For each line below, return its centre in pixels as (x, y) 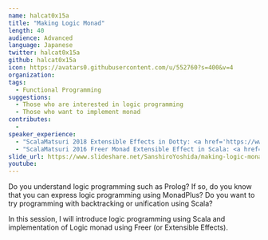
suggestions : (30, 97)
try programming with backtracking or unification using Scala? (110, 203)
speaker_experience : (43, 134)
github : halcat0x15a (43, 61)
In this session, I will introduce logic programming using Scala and (117, 219)
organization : (32, 75)
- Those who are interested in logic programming (99, 104)
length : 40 (26, 30)
